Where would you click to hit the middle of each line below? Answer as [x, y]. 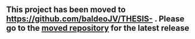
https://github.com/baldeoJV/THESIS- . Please [95, 19]
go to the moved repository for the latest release [98, 28]
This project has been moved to [66, 10]
